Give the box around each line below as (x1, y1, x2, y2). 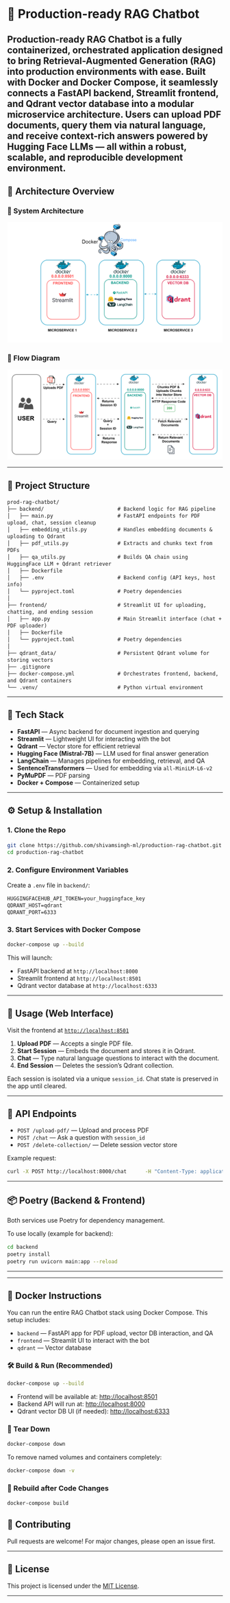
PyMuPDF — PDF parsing (16, 771, 90, 779)
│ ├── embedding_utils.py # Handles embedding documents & (7, 527, 213, 533)
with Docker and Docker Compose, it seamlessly (7, 76, 218, 88)
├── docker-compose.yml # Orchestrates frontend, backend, (7, 671, 219, 678)
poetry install (7, 1251, 51, 1258)
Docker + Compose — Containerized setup (16, 779, 140, 787)
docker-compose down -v (7, 1467, 75, 1474)
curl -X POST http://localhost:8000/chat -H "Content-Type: (7, 1168, 197, 1175)
